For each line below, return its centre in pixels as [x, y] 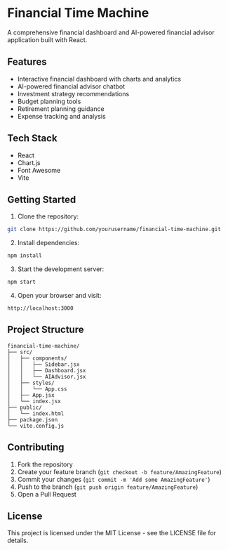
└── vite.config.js [36, 426]
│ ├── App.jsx [31, 395]
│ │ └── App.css [38, 389]
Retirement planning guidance [61, 109]
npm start [22, 282]
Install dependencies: [48, 243]
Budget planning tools [49, 101]
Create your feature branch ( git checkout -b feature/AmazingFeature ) [120, 471]
